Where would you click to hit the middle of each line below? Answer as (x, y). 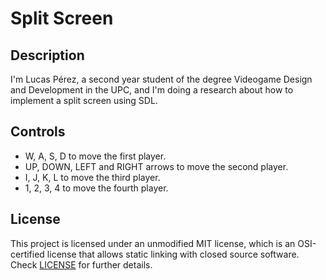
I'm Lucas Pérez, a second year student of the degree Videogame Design (161, 79)
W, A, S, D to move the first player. (95, 156)
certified (27, 254)
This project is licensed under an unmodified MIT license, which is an (153, 243)
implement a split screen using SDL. (84, 100)
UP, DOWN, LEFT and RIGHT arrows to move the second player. (156, 166)
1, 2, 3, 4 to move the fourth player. (96, 188)
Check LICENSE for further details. (81, 264)
